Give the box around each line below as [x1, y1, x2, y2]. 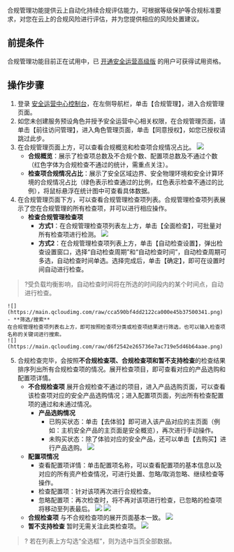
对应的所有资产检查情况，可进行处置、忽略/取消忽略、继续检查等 [38, 470, 225, 478]
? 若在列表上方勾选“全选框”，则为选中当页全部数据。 [24, 537, 176, 545]
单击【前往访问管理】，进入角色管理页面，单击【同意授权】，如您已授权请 [17, 125, 226, 134]
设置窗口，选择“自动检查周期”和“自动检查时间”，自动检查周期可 [44, 247, 227, 256]
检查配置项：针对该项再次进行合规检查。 [38, 487, 155, 495]
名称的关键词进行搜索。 [7, 331, 65, 338]
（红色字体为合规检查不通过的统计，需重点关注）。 [27, 160, 173, 169]
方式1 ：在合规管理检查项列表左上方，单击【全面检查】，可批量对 [38, 221, 222, 230]
